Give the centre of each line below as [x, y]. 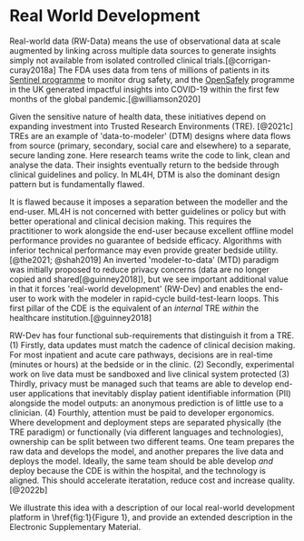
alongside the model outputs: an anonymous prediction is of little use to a [147, 403]
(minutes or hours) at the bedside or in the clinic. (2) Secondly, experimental [152, 364]
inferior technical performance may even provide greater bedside [132, 250]
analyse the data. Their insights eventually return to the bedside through [144, 165]
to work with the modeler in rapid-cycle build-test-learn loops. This [154, 298]
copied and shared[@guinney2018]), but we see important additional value [149, 279]
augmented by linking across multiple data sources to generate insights [143, 50]
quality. [281, 480]
